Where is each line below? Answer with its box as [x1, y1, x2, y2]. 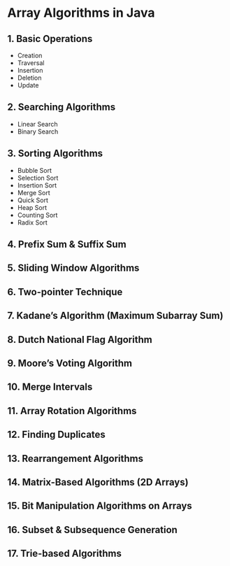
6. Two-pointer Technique [7, 285, 123, 298]
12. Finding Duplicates [7, 429, 106, 441]
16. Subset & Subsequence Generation [7, 523, 178, 536]
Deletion [17, 73, 42, 82]
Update [17, 81, 39, 89]
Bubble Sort [17, 166, 52, 174]
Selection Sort [17, 174, 59, 182]
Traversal [17, 59, 45, 67]
